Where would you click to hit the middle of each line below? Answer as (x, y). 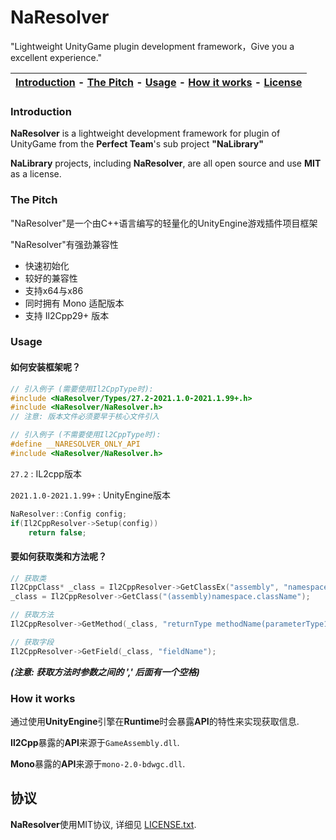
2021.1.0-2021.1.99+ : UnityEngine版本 (90, 495)
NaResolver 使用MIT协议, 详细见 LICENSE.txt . (103, 824)
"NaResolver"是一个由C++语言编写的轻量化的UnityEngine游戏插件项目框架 (164, 223)
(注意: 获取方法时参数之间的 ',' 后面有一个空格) (105, 672)
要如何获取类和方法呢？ (58, 556)
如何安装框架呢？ (45, 367)
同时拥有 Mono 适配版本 (74, 303)
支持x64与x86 (54, 290)
